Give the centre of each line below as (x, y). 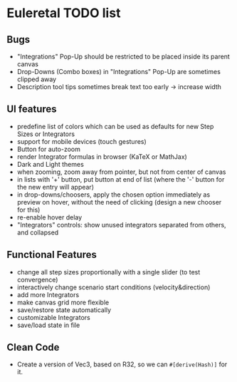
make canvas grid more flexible (63, 302)
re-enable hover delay (49, 217)
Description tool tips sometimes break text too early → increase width (119, 87)
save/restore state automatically (64, 310)
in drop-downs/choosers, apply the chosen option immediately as (114, 195)
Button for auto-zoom (49, 149)
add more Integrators (48, 294)
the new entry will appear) (55, 187)
